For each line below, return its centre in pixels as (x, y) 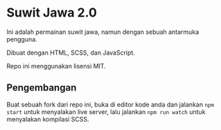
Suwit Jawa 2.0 (52, 13)
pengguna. (22, 39)
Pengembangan (42, 88)
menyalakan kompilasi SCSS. (48, 119)
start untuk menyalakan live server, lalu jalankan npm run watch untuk (106, 111)
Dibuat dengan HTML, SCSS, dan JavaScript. (71, 53)
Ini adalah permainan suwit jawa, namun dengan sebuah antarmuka (103, 32)
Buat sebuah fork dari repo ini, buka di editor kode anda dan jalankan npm (110, 104)
